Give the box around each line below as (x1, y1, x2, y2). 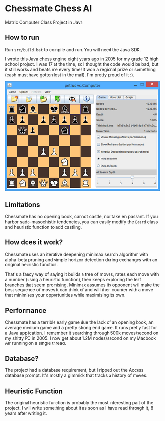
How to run (5, 33, 40, 42)
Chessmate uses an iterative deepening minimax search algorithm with (5, 251, 148, 257)
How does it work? (5, 238, 63, 247)
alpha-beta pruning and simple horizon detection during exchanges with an (5, 256, 158, 263)
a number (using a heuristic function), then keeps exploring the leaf (5, 276, 141, 282)
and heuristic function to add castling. (5, 224, 82, 230)
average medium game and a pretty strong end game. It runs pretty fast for (5, 324, 157, 330)
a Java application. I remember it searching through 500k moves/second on (5, 330, 159, 336)
